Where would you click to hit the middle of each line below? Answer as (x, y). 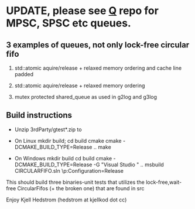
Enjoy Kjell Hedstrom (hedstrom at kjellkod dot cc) (66, 200)
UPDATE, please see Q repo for (83, 11)
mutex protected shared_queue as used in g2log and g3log (85, 97)
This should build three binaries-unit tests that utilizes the (75, 182)
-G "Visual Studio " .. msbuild (129, 165)
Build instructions (39, 115)
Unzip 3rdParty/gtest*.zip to (48, 129)
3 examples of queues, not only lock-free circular (98, 45)
